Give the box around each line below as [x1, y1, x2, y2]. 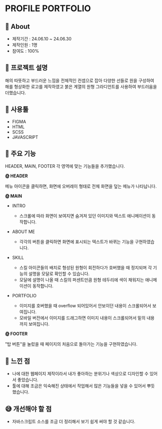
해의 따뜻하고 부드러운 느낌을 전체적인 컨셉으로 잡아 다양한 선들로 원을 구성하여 [5, 78, 155, 83]
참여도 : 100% [12, 48, 39, 54]
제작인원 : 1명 [12, 42, 37, 48]
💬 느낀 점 [5, 357, 30, 365]
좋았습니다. [17, 377, 39, 383]
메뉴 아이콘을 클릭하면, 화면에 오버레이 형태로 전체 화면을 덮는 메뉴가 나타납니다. [5, 183, 157, 189]
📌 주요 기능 [5, 150, 36, 158]
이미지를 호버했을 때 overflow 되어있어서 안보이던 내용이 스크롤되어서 [19, 303, 152, 309]
